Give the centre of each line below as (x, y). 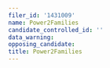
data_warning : (31, 37)
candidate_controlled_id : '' (56, 30)
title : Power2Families (45, 52)
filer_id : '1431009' (42, 15)
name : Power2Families (44, 23)
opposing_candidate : (42, 45)
